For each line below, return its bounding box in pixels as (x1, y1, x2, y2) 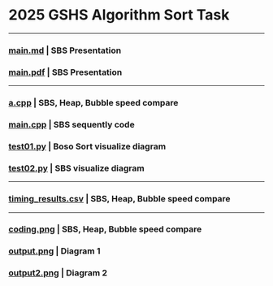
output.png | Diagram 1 (8, 245, 101, 257)
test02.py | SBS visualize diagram (8, 162, 145, 174)
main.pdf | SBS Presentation (8, 67, 123, 78)
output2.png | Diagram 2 (8, 267, 108, 279)
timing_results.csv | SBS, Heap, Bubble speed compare (8, 193, 231, 205)
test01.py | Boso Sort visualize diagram (8, 141, 167, 152)
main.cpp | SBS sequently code (8, 119, 136, 130)
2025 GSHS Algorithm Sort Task (8, 6, 230, 24)
